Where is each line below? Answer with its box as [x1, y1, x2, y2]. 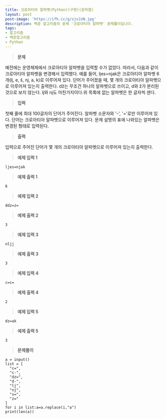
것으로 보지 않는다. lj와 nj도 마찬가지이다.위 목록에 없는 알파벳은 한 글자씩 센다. [5, 89, 156, 95]
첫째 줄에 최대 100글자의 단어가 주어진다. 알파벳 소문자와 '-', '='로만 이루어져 [5, 110, 153, 116]
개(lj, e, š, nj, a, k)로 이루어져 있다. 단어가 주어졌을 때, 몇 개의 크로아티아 [5, 77, 145, 83]
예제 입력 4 [17, 270, 39, 276]
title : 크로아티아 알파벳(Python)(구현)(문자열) [5, 7, 94, 12]
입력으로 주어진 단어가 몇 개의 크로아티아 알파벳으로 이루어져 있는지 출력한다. [5, 144, 154, 150]
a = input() [5, 357, 30, 362]
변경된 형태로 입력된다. [5, 123, 49, 129]
